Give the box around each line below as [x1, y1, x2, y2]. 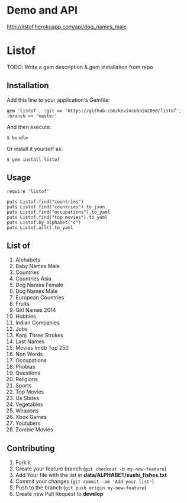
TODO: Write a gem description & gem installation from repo [7, 63, 153, 70]
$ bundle [7, 134, 28, 141]
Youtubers [15, 420, 41, 427]
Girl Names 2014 [15, 307, 56, 314]
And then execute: [7, 123, 51, 130]
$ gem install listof [7, 156, 60, 163]
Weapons [15, 407, 39, 414]
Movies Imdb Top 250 [15, 344, 69, 352]
